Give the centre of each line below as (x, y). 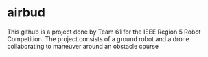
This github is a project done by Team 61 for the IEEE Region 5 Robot (104, 32)
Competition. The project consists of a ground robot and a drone (99, 38)
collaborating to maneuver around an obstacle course (83, 46)
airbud (26, 13)
